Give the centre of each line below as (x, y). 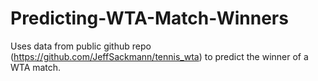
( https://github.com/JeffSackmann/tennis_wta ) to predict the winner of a (159, 56)
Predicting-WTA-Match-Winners (149, 18)
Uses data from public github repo (81, 46)
